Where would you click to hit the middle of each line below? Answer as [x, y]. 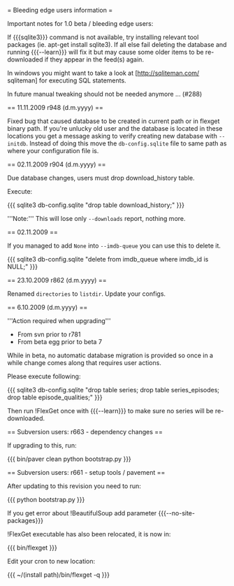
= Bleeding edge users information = [60, 10]
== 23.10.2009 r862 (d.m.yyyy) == [57, 280]
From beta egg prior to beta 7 [60, 342]
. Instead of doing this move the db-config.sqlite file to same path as [126, 143]
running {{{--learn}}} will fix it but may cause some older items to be [105, 52]
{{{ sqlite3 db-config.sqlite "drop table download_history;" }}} [96, 205]
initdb [17, 144]
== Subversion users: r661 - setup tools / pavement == [86, 472]
